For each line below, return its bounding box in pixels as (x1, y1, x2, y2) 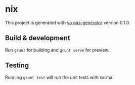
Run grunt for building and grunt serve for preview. (5, 47, 110, 53)
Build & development (5, 34, 70, 42)
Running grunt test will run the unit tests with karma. (5, 74, 114, 80)
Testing (5, 61, 29, 70)
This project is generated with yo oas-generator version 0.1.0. (5, 20, 131, 26)
